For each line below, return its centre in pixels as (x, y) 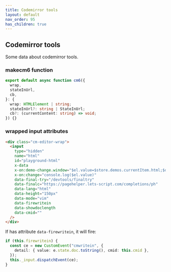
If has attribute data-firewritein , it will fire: (51, 232)
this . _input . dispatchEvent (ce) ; (44, 260)
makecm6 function (29, 70)
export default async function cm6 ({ (45, 81)
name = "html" (27, 156)
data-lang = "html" (33, 189)
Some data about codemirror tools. (42, 57)
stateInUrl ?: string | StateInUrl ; (48, 109)
